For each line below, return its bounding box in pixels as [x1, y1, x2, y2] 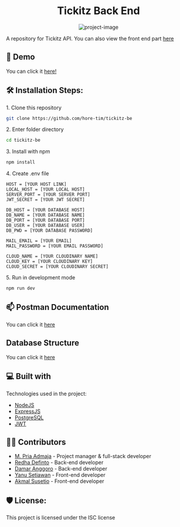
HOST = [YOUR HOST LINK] [6, 181, 67, 188]
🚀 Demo [6, 52, 35, 62]
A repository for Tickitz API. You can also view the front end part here [6, 35, 174, 42]
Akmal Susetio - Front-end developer [14, 478, 104, 485]
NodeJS [14, 401, 35, 408]
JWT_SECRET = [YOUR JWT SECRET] [6, 197, 85, 203]
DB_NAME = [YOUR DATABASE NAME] [6, 212, 85, 218]
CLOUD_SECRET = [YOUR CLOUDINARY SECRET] [6, 263, 109, 270]
